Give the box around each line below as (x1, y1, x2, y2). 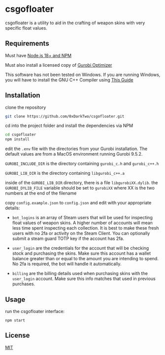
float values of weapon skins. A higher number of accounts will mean (12, 220, 153, 226)
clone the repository (5, 104, 46, 110)
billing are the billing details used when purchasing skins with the (12, 271, 148, 276)
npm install (5, 137, 30, 142)
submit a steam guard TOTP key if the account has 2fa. (12, 236, 125, 241)
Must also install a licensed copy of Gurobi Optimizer (5, 62, 112, 68)
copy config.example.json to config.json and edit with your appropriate (5, 200, 152, 206)
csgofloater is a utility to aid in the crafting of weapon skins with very (5, 20, 145, 26)
